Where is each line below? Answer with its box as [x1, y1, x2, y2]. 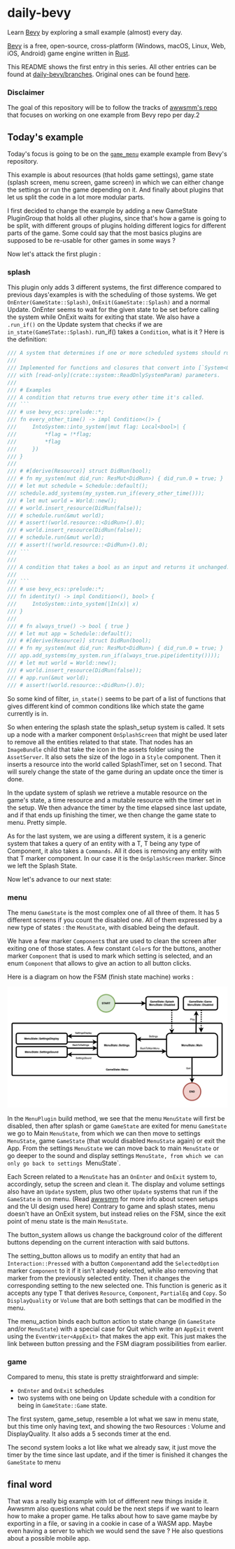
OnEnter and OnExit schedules [17, 1387, 105, 1395]
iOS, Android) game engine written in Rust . [7, 49, 131, 57]
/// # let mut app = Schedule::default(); [7, 630, 133, 637]
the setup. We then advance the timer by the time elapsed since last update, [7, 803, 227, 812]
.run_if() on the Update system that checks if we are [7, 320, 163, 329]
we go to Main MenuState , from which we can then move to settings [7, 1129, 201, 1138]
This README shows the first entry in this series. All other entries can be [7, 62, 217, 71]
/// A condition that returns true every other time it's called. [7, 394, 205, 401]
